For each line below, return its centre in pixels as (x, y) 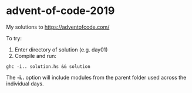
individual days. (25, 84)
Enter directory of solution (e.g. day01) (61, 49)
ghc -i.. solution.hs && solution (48, 66)
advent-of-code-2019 (60, 11)
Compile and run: (36, 56)
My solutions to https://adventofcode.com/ (58, 27)
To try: (14, 38)
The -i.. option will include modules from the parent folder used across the (96, 77)
